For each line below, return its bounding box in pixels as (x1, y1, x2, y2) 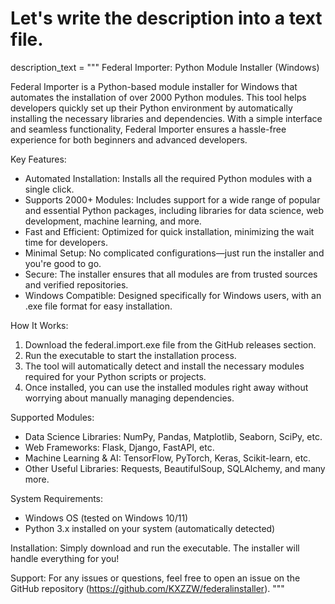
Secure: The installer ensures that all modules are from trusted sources (24, 268, 318, 280)
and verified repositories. (24, 278, 129, 291)
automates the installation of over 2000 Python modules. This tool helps (10, 91, 307, 103)
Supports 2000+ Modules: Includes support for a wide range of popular (24, 193, 321, 206)
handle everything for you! (10, 552, 120, 564)
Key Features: (10, 153, 67, 165)
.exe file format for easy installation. (24, 300, 173, 312)
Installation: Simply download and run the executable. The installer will (10, 542, 300, 554)
